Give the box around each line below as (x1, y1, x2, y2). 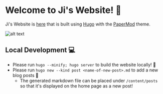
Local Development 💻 (5, 46, 75, 54)
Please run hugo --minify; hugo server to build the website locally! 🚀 (12, 61, 156, 67)
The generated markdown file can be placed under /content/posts (20, 77, 158, 83)
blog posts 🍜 (12, 72, 39, 78)
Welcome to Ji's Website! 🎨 (5, 4, 122, 16)
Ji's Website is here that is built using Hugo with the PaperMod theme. (5, 21, 150, 27)
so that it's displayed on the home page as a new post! (20, 82, 133, 89)
